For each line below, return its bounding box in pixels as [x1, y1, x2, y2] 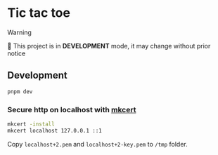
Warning [7, 28, 32, 36]
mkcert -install [7, 121, 55, 128]
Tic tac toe [7, 5, 70, 21]
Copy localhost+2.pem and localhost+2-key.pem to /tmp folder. [7, 140, 188, 148]
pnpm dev [7, 88, 33, 95]
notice [7, 49, 26, 58]
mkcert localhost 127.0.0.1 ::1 [7, 127, 102, 134]
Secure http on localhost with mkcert [7, 105, 136, 114]
